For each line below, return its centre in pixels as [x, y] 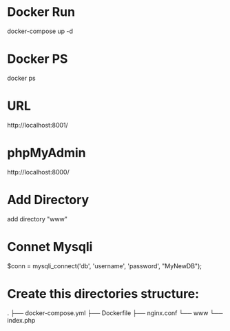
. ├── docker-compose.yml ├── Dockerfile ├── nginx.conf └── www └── [115, 313]
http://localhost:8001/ [38, 125]
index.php [21, 320]
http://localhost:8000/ [39, 172]
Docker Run [41, 12]
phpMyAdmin [46, 153]
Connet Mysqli [50, 247]
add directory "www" [37, 219]
